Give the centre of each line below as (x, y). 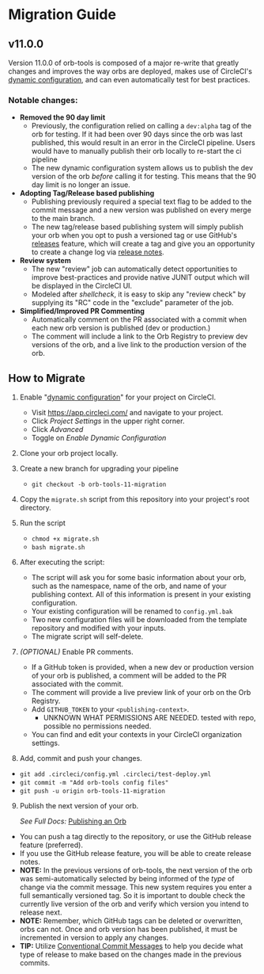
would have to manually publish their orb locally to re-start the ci (136, 151)
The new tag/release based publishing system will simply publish (137, 227)
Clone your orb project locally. (69, 453)
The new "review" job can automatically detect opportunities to (134, 269)
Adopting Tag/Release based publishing (87, 193)
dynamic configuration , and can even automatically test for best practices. (129, 80)
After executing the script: (62, 562)
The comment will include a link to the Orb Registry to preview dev (140, 336)
